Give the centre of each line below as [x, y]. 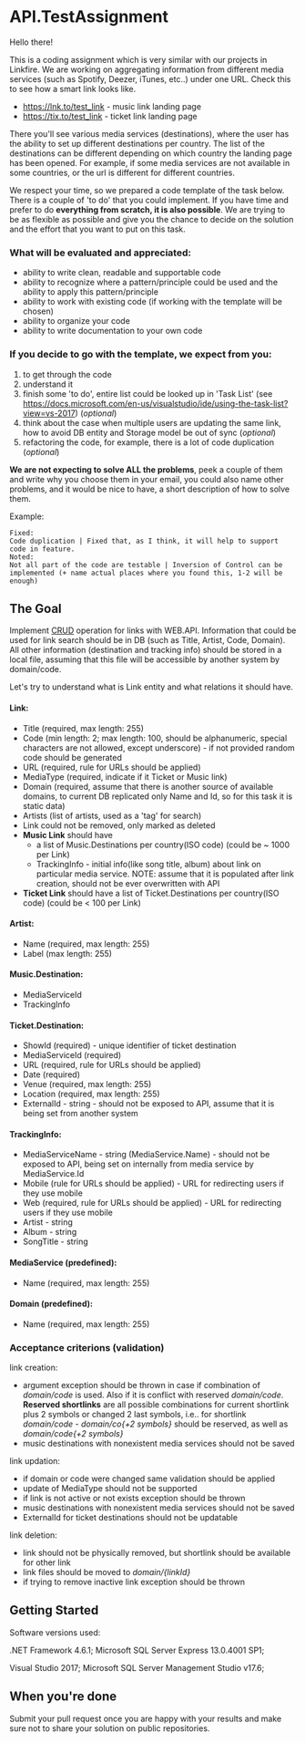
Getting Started [54, 1610]
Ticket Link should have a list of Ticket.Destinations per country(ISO [151, 893]
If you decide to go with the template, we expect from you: [141, 355]
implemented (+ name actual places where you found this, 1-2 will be [146, 573]
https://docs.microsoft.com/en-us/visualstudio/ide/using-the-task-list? [155, 403]
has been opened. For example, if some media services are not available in [150, 162]
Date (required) [51, 1074]
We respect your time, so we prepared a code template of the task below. [147, 190]
